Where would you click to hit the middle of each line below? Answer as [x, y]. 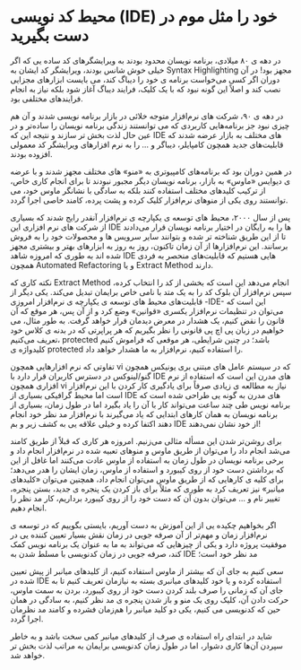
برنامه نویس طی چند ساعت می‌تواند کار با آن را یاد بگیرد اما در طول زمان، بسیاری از [150, 405]
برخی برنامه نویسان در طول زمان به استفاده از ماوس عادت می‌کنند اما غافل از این [147, 460]
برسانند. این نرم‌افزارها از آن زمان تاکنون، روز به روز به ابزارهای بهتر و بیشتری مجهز [149, 246]
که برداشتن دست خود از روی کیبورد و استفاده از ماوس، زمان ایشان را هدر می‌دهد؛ [147, 469]
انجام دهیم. [29, 508]
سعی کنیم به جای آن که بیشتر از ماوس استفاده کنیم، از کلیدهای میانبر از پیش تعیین [147, 570]
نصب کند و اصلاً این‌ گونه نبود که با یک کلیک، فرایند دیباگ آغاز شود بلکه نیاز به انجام [146, 89]
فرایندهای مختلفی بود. [47, 98]
